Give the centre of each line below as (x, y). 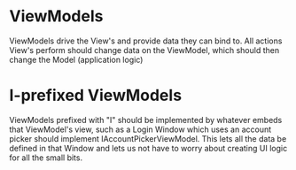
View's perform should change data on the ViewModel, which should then (144, 50)
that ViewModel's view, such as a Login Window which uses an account (140, 129)
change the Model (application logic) (76, 59)
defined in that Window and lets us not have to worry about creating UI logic (148, 148)
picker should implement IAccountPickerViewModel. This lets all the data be (148, 138)
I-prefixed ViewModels (96, 96)
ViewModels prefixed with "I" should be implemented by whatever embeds (146, 120)
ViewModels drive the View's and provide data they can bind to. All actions (146, 41)
